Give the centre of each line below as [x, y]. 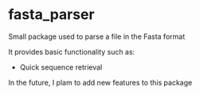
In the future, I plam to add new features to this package [100, 82]
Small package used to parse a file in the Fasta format [97, 36]
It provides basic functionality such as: [72, 51]
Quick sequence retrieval [61, 67]
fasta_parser [51, 15]
